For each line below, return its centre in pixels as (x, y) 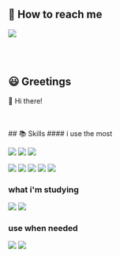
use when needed (43, 228)
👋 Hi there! (26, 100)
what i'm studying (43, 189)
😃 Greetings (40, 82)
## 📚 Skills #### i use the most (60, 133)
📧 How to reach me (55, 15)
